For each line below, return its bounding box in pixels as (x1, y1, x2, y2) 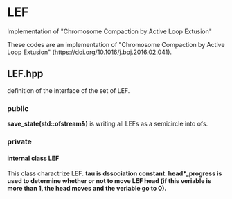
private (7, 137, 33, 146)
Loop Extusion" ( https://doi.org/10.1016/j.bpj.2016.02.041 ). (7, 48, 172, 56)
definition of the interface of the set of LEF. (7, 86, 130, 94)
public (7, 103, 29, 113)
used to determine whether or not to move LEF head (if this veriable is (7, 177, 211, 185)
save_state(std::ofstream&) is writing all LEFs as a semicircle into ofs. (7, 119, 208, 128)
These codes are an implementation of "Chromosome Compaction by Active (7, 40, 225, 49)
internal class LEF (7, 154, 60, 162)
